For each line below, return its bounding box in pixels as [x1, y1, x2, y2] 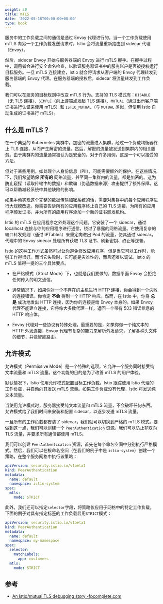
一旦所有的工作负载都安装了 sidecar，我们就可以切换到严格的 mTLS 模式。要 [5, 418, 158, 424]
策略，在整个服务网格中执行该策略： [5, 453, 78, 459]
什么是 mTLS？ [5, 126, 50, 134]
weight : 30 [5, 7, 27, 12]
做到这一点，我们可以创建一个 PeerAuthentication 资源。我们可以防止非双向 [5, 425, 157, 431]
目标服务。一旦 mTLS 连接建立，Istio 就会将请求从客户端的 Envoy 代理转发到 [5, 69, 158, 75]
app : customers [17, 556, 49, 561]
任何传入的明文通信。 [12, 277, 55, 283]
